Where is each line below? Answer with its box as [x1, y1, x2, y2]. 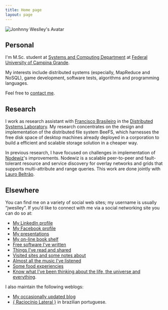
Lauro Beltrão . [5, 171, 35, 178]
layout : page [5, 12, 33, 17]
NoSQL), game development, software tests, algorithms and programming [5, 75, 159, 81]
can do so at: [5, 210, 33, 216]
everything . [12, 273, 37, 280]
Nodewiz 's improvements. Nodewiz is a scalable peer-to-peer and [5, 155, 144, 161]
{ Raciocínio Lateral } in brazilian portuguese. [12, 299, 107, 305]
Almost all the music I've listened [12, 257, 81, 264]
